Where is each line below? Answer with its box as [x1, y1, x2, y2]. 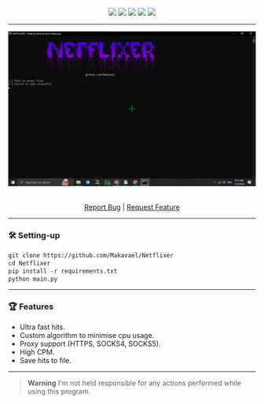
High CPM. [19, 347, 55, 357]
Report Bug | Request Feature [83, 203, 181, 211]
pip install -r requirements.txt [8, 267, 118, 275]
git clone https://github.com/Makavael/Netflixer [8, 252, 174, 259]
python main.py [8, 275, 58, 283]
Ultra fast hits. [19, 322, 65, 332]
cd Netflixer [8, 259, 51, 267]
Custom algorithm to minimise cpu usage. [19, 330, 155, 340]
